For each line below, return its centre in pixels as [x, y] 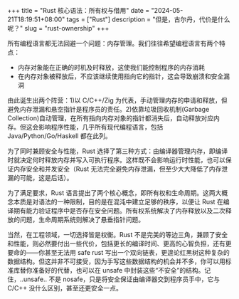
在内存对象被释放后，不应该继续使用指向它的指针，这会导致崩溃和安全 [121, 76]
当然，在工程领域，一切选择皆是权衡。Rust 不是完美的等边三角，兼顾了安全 [118, 235]
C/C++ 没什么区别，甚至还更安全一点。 [65, 288]
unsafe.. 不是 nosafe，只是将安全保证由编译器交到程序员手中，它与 [122, 279]
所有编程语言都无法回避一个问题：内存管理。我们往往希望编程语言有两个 [113, 43]
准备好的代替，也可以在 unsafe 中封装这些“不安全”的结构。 [118, 270]
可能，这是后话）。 [46, 178]
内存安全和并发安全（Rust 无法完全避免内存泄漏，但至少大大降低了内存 [117, 169]
